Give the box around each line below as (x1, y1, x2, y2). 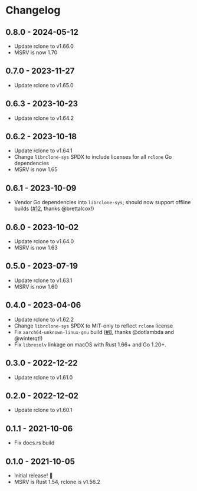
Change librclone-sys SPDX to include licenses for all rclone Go (14, 153, 172, 161)
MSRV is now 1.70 (14, 49, 58, 56)
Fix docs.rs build (14, 439, 55, 446)
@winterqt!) (14, 335, 43, 342)
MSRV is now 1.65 (14, 166, 58, 173)
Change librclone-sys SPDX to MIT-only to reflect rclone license (14, 322, 173, 329)
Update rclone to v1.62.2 (14, 316, 74, 323)
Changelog (5, 4, 61, 17)
